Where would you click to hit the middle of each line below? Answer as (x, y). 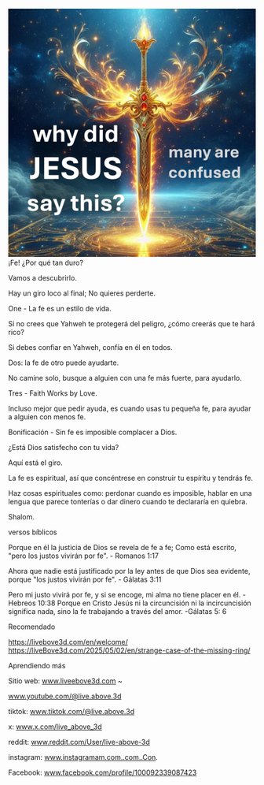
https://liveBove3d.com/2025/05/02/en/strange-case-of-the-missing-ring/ (129, 650)
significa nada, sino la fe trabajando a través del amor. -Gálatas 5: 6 (117, 611)
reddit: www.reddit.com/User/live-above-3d (79, 742)
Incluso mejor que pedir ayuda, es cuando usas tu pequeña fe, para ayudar (130, 408)
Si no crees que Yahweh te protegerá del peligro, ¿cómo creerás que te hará (132, 324)
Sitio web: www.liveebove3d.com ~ (66, 681)
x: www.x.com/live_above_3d (55, 727)
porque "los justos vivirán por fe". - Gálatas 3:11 (85, 579)
